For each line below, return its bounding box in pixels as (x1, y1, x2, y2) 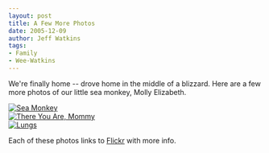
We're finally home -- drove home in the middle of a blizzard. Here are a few (8, 78, 262, 89)
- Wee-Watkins (8, 57, 56, 65)
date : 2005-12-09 (8, 27, 67, 35)
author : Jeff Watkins (8, 34, 81, 43)
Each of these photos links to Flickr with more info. (8, 135, 177, 145)
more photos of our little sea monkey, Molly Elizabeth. (8, 87, 187, 97)
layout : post (8, 11, 52, 20)
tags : (8, 42, 27, 50)
